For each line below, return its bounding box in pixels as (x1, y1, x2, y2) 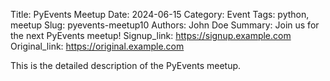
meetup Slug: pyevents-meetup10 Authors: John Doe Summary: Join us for (10, 19, 320, 31)
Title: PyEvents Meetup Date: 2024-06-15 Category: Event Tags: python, (10, 9, 310, 20)
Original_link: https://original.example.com (10, 40, 185, 52)
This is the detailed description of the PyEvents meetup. (10, 60, 242, 71)
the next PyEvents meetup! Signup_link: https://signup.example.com (10, 30, 292, 41)
